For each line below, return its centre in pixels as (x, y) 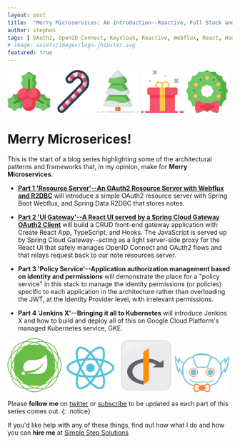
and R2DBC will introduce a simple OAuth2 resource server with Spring (122, 196)
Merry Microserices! (70, 139)
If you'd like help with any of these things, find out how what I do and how (116, 425)
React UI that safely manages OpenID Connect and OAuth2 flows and (120, 247)
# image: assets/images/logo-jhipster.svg (71, 45)
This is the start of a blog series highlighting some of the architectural (110, 159)
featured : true (30, 53)
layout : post (27, 15)
